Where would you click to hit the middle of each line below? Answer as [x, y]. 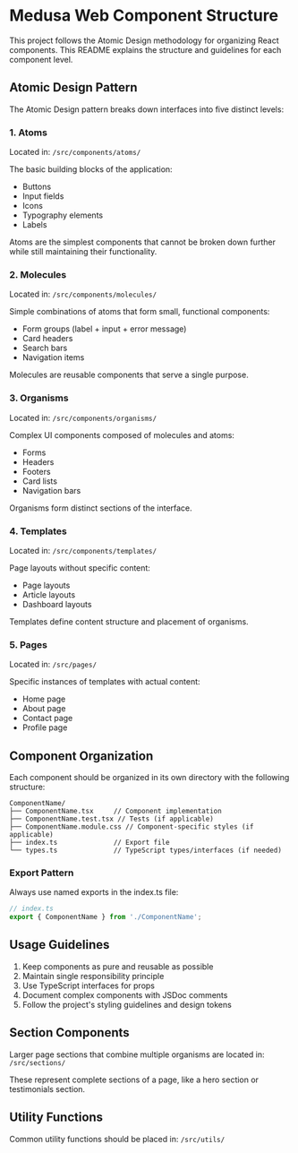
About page [44, 709]
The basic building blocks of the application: [91, 169]
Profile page [45, 727]
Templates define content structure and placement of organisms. [129, 621]
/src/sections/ [38, 1063]
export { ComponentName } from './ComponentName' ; [106, 917]
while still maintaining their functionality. [83, 252]
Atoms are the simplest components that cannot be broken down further [142, 242]
